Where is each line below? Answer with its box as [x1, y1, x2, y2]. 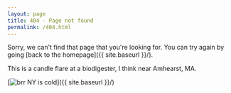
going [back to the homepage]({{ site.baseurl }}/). [7, 50, 154, 59]
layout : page [7, 10, 46, 18]
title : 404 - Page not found [7, 17, 94, 24]
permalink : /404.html [7, 23, 72, 31]
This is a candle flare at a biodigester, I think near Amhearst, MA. [7, 65, 197, 73]
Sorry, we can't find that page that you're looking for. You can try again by [7, 43, 225, 52]
